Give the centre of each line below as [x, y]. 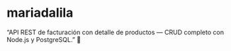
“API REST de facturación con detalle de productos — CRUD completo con [115, 32]
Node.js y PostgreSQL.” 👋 [44, 39]
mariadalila [40, 13]
